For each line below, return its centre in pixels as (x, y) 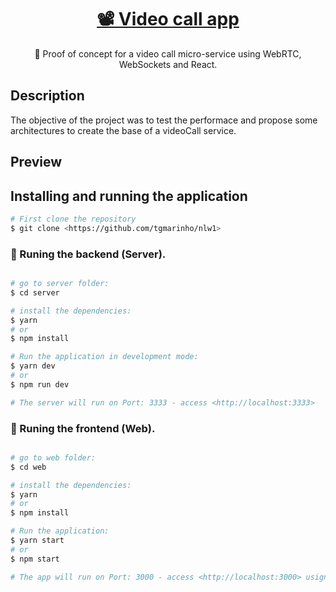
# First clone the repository (73, 219)
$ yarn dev (33, 366)
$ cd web (28, 467)
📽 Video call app (168, 19)
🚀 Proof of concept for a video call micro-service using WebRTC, (168, 53)
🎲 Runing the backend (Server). (88, 254)
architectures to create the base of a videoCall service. (123, 130)
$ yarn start (37, 541)
